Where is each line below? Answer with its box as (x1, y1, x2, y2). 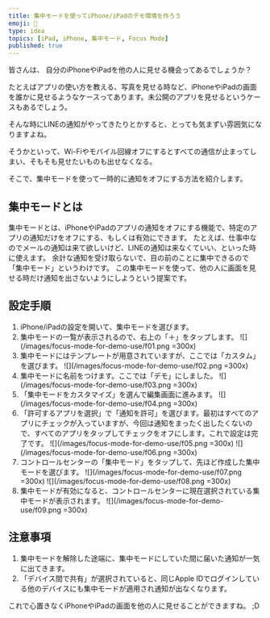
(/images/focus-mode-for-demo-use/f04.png (19, 399, 172, 408)
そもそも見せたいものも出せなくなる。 (29, 157, 157, 166)
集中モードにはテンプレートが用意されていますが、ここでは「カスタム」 (19, 350, 260, 360)
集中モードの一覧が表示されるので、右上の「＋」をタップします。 (19, 332, 239, 341)
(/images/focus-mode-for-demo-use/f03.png (19, 380, 172, 390)
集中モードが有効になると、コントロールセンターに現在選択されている (19, 486, 253, 495)
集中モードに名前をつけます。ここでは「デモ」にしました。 (19, 370, 218, 380)
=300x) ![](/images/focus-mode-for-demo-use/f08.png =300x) (19, 476, 231, 486)
